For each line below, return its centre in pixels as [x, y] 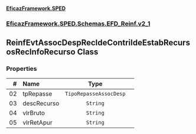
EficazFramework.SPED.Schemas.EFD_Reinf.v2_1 [78, 24]
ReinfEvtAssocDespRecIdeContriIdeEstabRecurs [98, 42]
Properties [22, 68]
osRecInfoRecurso [41, 52]
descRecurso [41, 103]
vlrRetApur [37, 123]
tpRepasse [37, 94]
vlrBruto [34, 113]
